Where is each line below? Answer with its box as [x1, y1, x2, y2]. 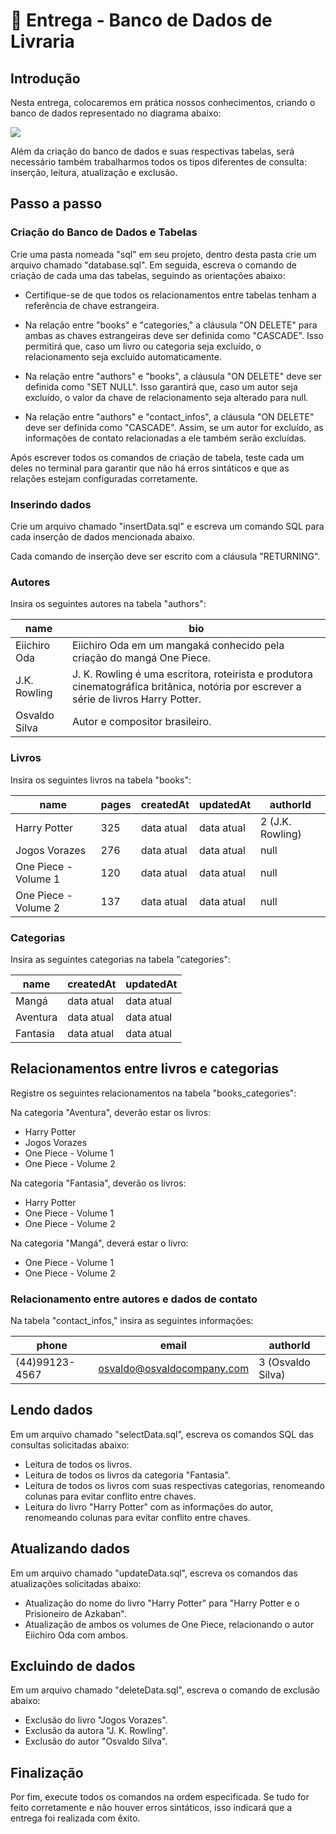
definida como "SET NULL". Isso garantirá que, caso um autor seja [24, 380, 298, 393]
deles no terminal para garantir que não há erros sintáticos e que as [10, 462, 290, 474]
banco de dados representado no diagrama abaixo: [10, 107, 222, 119]
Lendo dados [10, 1402, 93, 1419]
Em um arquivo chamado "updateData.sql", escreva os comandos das [10, 1567, 298, 1579]
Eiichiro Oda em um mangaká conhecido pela [71, 639, 285, 653]
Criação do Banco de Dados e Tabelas [10, 225, 198, 239]
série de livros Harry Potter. [71, 692, 202, 706]
